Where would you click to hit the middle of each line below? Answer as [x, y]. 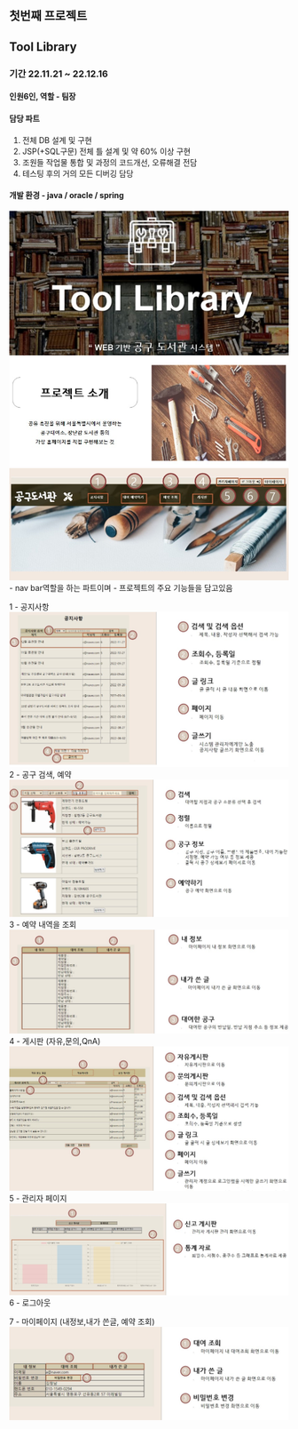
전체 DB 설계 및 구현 [57, 140]
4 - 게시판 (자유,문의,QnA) [55, 1042]
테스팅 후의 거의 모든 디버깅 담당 [78, 173]
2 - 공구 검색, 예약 [41, 775]
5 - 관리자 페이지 [38, 1199]
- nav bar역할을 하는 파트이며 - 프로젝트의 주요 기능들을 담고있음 [121, 588]
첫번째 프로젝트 [48, 16]
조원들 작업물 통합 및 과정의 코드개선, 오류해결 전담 [110, 162]
